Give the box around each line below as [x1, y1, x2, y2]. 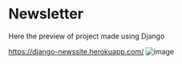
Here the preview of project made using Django [8, 31, 165, 41]
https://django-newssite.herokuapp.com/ [8, 46, 144, 56]
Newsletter [8, 5, 84, 23]
